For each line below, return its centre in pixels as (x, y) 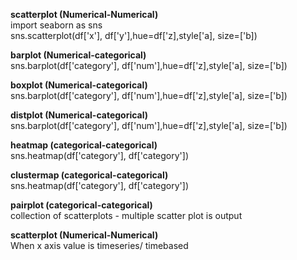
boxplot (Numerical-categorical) (79, 85)
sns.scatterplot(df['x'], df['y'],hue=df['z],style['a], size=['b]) (134, 35)
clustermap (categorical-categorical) (89, 175)
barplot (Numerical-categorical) (78, 55)
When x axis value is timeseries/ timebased (99, 245)
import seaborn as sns (56, 25)
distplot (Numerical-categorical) (79, 115)
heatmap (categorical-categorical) (84, 145)
